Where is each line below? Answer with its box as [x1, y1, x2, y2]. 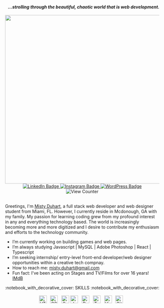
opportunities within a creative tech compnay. [12, 260, 105, 266]
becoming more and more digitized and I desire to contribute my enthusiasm [5, 224, 159, 230]
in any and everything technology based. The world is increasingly [5, 219, 140, 225]
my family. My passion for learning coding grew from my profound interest [5, 214, 155, 220]
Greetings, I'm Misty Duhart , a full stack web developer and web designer [5, 204, 154, 209]
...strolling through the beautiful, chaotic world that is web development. [8, 4, 160, 10]
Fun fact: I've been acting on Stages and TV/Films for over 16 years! [12, 270, 149, 276]
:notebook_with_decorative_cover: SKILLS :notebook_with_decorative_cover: [5, 285, 160, 291]
